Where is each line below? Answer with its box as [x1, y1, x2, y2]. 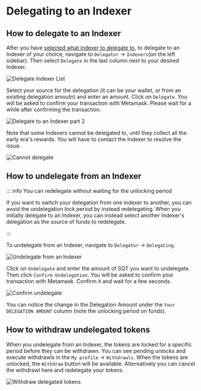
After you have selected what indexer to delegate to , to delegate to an [6, 44, 180, 51]
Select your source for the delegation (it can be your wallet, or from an [6, 87, 182, 94]
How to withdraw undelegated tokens [6, 325, 150, 335]
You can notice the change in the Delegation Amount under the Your [6, 301, 175, 308]
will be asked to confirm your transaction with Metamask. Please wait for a [6, 99, 192, 107]
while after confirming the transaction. [6, 106, 101, 113]
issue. [6, 142, 21, 149]
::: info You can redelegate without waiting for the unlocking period [6, 187, 172, 194]
